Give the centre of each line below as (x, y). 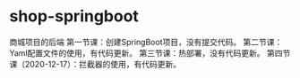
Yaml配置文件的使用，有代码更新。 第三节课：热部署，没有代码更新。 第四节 (150, 53)
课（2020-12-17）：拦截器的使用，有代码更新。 (95, 64)
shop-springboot (74, 16)
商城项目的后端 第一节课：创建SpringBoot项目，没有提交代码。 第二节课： (146, 42)
